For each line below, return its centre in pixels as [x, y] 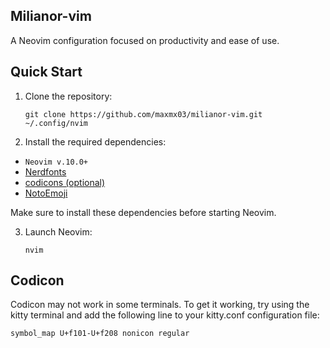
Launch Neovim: [58, 231]
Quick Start [46, 72]
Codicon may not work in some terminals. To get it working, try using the [160, 305]
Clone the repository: [68, 96]
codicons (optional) [65, 182]
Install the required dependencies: [95, 141]
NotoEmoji [46, 193]
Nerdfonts [45, 171]
